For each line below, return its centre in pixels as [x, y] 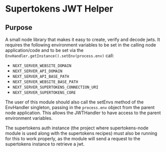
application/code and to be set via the [45, 50]
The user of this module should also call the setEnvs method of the [74, 102]
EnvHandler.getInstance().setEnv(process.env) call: [60, 56]
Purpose [19, 28]
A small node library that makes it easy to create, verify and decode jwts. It [83, 39]
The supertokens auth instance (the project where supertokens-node [77, 128]
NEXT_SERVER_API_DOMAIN [37, 71]
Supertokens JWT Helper [59, 9]
